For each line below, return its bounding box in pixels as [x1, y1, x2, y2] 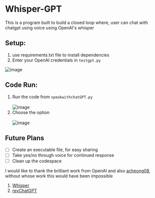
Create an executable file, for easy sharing [12, 147, 98, 153]
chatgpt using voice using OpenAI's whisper [5, 24, 94, 30]
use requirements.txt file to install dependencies [12, 52, 110, 58]
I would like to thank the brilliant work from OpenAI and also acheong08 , [5, 168, 151, 174]
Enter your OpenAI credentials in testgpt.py [12, 57, 101, 63]
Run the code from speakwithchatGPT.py [12, 94, 93, 100]
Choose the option [12, 109, 50, 115]
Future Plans [5, 133, 44, 142]
